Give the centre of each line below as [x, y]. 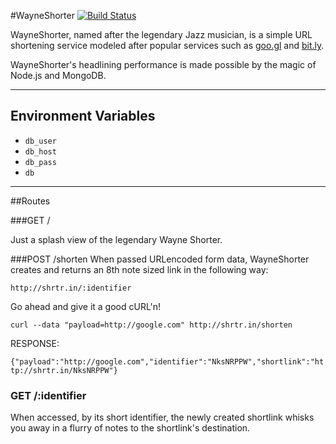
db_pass [40, 162]
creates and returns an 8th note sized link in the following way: [139, 269]
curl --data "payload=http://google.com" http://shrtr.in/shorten [151, 325]
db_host [40, 151]
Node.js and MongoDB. [58, 75]
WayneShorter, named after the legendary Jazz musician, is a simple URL [161, 34]
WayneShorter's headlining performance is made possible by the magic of [163, 64]
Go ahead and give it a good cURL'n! [86, 306]
